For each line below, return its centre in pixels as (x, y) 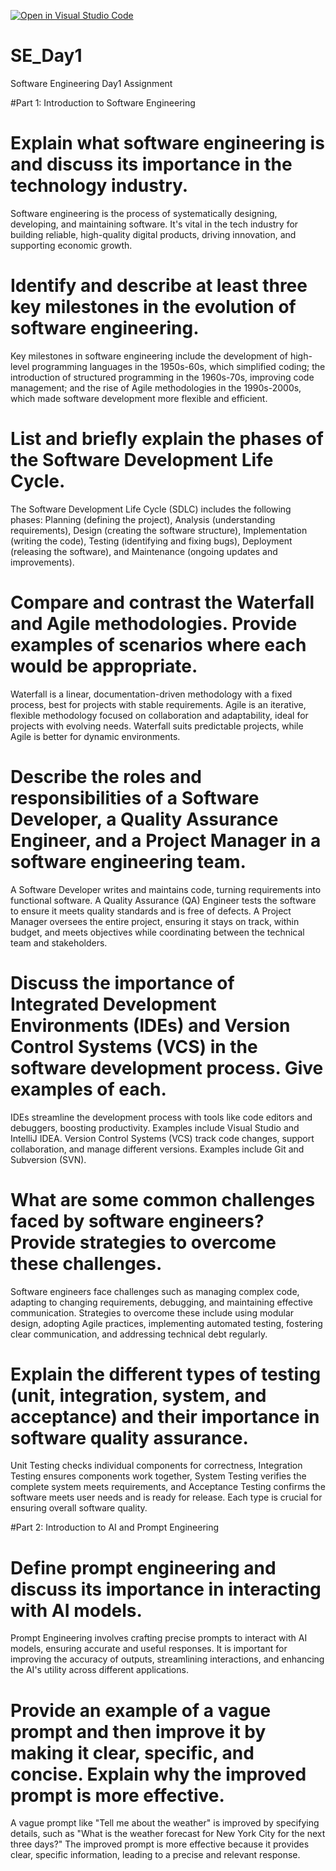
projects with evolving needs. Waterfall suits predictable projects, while (157, 726)
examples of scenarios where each (158, 644)
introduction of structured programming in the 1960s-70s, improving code (162, 377)
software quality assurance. (129, 1437)
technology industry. (99, 186)
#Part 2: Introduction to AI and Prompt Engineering (115, 1527)
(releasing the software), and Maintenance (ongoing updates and (144, 551)
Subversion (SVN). (48, 1159)
